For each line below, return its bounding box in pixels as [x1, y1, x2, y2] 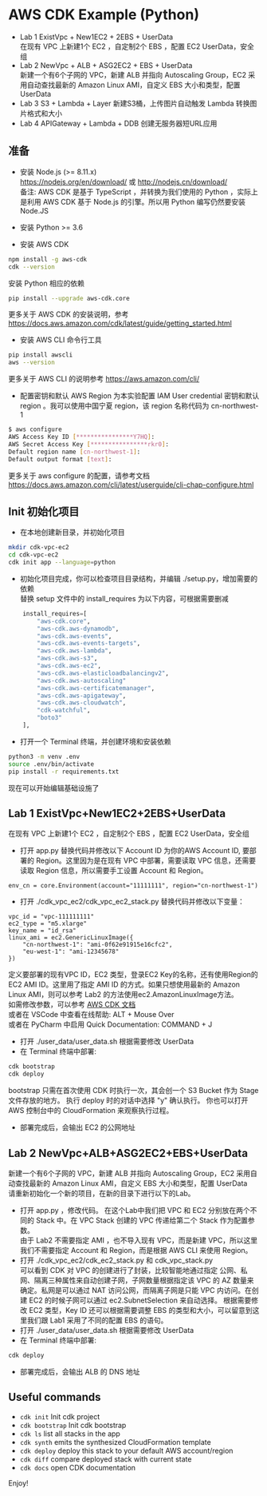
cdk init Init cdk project [19, 1411, 100, 1421]
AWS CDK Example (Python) [8, 6, 199, 24]
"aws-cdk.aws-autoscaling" [37, 676, 127, 684]
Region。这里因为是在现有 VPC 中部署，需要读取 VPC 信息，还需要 [35, 856, 257, 865]
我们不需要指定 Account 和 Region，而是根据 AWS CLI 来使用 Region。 [19, 1245, 253, 1255]
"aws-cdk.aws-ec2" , [37, 662, 102, 670]
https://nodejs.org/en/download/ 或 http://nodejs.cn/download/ [19, 177, 228, 186]
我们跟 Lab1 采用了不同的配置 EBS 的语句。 [26, 1315, 168, 1325]
